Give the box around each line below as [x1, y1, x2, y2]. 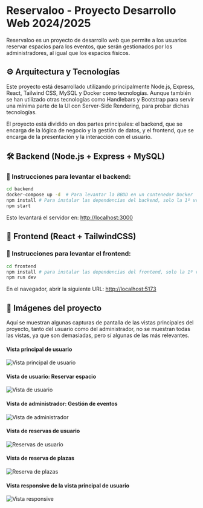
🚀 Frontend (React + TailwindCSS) [6, 231, 137, 242]
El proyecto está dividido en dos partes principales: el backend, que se [6, 120, 183, 127]
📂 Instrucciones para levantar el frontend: [6, 249, 131, 258]
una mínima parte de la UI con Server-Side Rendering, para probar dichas [6, 102, 190, 109]
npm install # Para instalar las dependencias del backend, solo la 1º [6, 198, 190, 204]
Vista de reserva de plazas [6, 454, 74, 462]
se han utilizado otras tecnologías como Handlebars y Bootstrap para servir [6, 95, 195, 103]
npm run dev [6, 274, 36, 281]
